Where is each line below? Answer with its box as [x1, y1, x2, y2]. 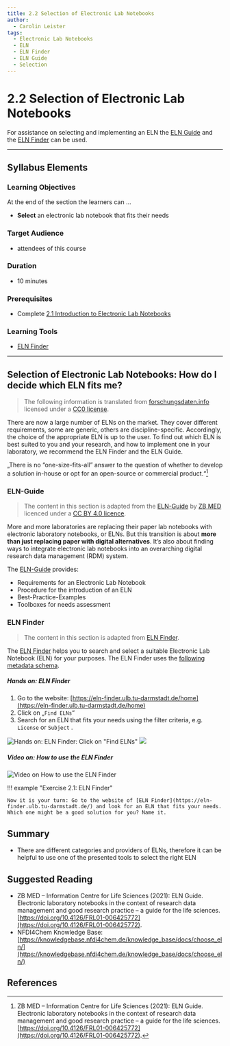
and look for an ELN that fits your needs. [95, 803, 222, 810]
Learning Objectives [7, 182, 77, 192]
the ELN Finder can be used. [7, 135, 88, 144]
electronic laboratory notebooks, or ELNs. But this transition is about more [7, 530, 217, 538]
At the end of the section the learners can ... [7, 198, 131, 206]
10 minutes [16, 276, 48, 285]
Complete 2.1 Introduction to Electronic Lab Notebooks [16, 310, 171, 318]
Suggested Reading [7, 873, 93, 885]
